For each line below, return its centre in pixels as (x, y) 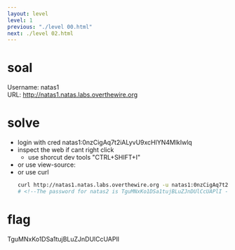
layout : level (28, 14)
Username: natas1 (33, 88)
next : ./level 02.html (40, 33)
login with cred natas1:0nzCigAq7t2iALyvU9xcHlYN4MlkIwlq (105, 143)
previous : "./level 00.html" (50, 27)
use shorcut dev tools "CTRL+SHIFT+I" (84, 158)
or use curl (33, 172)
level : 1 (20, 20)
